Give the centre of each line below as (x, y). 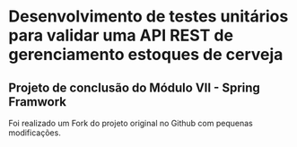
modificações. (35, 133)
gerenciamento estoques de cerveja (146, 55)
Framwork (38, 102)
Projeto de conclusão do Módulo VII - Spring (135, 87)
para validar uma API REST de (121, 35)
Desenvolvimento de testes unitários (148, 17)
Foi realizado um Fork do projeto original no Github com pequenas (131, 123)
